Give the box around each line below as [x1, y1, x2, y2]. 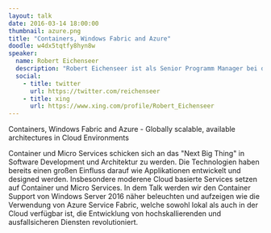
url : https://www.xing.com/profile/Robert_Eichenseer [29, 102, 215, 110]
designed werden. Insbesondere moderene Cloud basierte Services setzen [8, 175, 258, 184]
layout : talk [8, 11, 52, 20]
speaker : [8, 49, 38, 57]
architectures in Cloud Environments [8, 133, 129, 142]
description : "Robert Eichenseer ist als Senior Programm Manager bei [15, 65, 258, 73]
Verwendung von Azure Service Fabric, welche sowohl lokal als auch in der [8, 200, 258, 210]
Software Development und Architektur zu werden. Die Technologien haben [8, 157, 260, 167]
